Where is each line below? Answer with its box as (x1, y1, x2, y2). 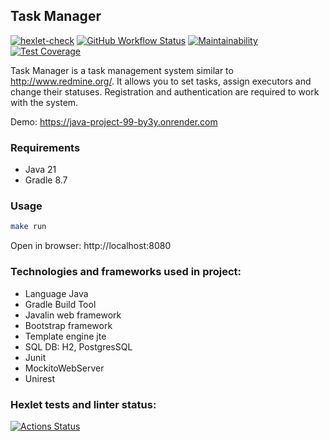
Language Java (24, 287, 89, 299)
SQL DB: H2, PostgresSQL (24, 340, 133, 353)
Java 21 (24, 164, 57, 176)
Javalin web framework (24, 309, 122, 321)
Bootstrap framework (24, 319, 113, 331)
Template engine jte (24, 330, 107, 342)
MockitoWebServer (24, 362, 105, 374)
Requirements (10, 140, 81, 154)
